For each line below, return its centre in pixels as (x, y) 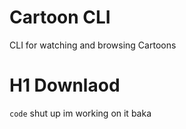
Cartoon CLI (60, 17)
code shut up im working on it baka (80, 113)
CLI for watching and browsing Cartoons (93, 45)
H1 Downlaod (65, 85)
